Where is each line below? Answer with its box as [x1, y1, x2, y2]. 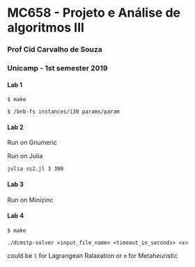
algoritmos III [7, 20, 85, 36]
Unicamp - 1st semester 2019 [7, 63, 108, 73]
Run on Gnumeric [7, 138, 58, 147]
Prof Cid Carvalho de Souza [7, 45, 102, 54]
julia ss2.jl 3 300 [7, 165, 64, 172]
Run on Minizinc [7, 195, 54, 204]
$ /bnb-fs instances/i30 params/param [7, 108, 120, 116]
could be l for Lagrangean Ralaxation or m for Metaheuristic [7, 251, 178, 259]
